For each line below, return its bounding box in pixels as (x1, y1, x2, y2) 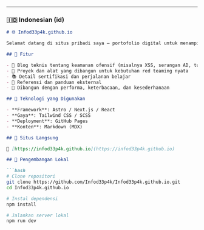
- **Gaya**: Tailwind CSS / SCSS (6, 113, 91, 119)
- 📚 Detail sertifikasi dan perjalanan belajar (6, 74, 131, 80)
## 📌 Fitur (6, 51, 34, 58)
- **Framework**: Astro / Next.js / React (6, 107, 115, 113)
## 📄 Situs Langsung (6, 134, 59, 141)
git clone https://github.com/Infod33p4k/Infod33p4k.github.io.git (6, 179, 181, 186)
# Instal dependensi (6, 195, 59, 201)
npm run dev (6, 218, 36, 224)
